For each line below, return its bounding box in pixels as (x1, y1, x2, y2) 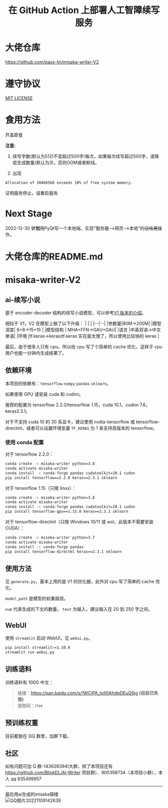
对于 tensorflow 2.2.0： (5, 451, 53, 458)
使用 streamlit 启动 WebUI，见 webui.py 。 (5, 635, 93, 641)
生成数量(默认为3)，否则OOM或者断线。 (16, 159, 99, 165)
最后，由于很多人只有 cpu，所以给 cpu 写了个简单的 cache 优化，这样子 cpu (5, 344, 162, 349)
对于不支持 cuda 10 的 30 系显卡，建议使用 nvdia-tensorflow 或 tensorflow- (5, 418, 160, 425)
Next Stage (5, 208, 52, 219)
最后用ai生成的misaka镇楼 (5, 791, 58, 797)
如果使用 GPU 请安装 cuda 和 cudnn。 (5, 391, 83, 397)
